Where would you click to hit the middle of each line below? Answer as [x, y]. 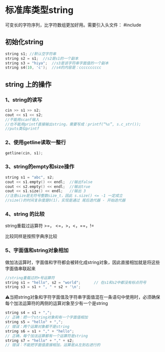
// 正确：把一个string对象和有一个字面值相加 [47, 317]
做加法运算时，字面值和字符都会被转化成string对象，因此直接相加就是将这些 [82, 262]
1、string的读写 [24, 100]
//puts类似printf [22, 129]
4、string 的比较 [25, 214]
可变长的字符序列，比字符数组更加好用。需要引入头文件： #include [73, 25]
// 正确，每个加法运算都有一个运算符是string [47, 336]
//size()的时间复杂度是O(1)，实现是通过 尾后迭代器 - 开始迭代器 [65, 201]
